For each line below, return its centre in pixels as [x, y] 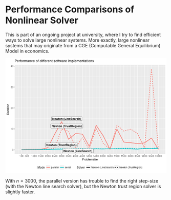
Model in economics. [27, 51]
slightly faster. [20, 192]
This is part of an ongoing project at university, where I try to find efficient [83, 34]
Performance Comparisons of [70, 10]
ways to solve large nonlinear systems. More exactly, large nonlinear [78, 40]
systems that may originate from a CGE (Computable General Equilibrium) [83, 45]
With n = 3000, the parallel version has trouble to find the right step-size [82, 180]
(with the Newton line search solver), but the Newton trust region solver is [83, 186]
